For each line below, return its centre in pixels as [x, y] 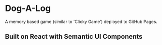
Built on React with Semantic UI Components [74, 37]
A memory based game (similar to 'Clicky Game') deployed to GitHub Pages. [81, 22]
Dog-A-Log [28, 8]
